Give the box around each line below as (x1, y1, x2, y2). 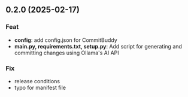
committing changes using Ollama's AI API (14, 49, 119, 56)
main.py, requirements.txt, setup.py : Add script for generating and (14, 43, 182, 50)
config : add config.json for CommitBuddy (14, 36, 117, 44)
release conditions (14, 77, 60, 84)
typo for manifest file (14, 84, 66, 91)
